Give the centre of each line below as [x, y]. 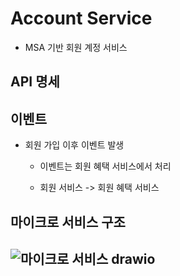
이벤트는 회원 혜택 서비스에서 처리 [105, 166]
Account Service [81, 18]
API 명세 [35, 82]
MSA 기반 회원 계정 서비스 [76, 47]
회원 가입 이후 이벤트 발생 [74, 145]
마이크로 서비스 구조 [68, 222]
